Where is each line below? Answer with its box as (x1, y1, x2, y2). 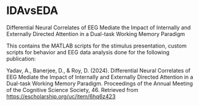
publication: (6, 55, 36, 62)
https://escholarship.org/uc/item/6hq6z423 (6, 93, 116, 100)
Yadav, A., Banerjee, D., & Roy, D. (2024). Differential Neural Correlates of (6, 66, 191, 74)
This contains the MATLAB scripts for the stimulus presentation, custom (6, 42, 187, 49)
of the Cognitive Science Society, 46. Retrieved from (6, 86, 139, 93)
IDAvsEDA (6, 4, 59, 18)
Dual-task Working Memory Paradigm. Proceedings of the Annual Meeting (6, 80, 194, 87)
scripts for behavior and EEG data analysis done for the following (6, 48, 170, 55)
